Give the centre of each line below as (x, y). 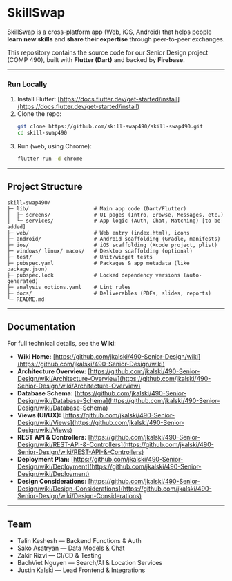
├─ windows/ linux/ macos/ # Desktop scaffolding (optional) (100, 251)
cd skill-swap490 (42, 133)
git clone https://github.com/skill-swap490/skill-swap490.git (110, 127)
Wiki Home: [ (36, 357)
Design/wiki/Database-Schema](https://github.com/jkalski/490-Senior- (118, 401)
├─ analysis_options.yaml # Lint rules (69, 287)
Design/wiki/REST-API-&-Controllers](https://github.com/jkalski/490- (115, 445)
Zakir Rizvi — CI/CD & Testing (59, 555)
